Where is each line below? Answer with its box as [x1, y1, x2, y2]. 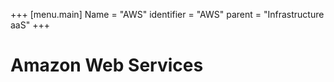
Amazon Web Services [10, 54, 204, 77]
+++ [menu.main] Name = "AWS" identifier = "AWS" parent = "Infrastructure [10, 9, 325, 20]
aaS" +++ [10, 19, 50, 31]
